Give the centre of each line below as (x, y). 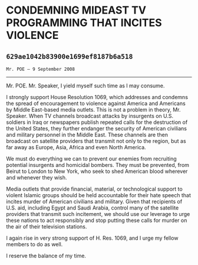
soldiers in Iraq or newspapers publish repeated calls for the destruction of (97, 122)
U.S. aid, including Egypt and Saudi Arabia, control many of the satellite (93, 208)
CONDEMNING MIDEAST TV (76, 10)
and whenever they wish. (37, 177)
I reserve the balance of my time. (46, 256)
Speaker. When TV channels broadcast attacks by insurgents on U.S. (90, 116)
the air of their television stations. (47, 227)
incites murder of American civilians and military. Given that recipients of (94, 202)
